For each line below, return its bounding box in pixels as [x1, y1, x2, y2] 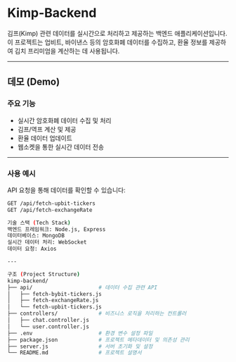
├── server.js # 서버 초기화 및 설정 [7, 343, 153, 350]
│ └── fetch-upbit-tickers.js [7, 304, 102, 311]
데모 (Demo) [7, 76, 60, 88]
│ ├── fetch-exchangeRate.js [7, 297, 99, 304]
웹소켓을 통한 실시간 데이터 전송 [17, 142, 104, 151]
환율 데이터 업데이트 [17, 134, 72, 142]
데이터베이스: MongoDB [7, 232, 65, 239]
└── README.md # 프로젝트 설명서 [7, 349, 142, 356]
